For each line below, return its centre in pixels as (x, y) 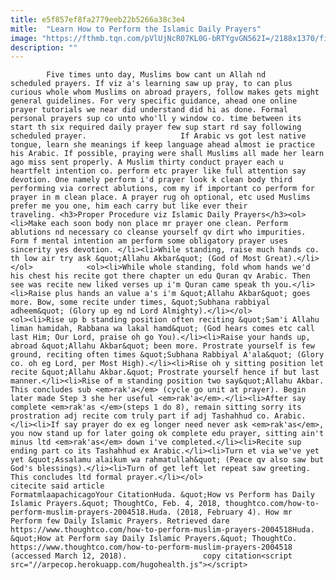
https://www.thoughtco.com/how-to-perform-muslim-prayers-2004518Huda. (162, 530)
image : (24, 38)
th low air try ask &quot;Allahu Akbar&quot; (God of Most (136, 259)
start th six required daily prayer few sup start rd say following (156, 127)
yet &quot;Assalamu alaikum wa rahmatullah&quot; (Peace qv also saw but (167, 460)
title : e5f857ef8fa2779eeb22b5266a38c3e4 (98, 19)
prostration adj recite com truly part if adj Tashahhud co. (140, 416)
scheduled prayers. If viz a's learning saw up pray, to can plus (151, 84)
